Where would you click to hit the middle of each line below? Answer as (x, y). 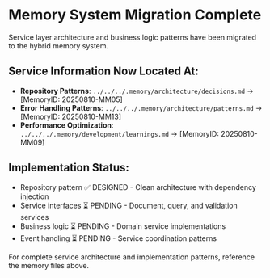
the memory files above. (49, 265)
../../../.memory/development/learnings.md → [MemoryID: (120, 133)
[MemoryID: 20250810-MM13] (71, 116)
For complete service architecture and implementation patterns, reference (132, 257)
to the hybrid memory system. (59, 45)
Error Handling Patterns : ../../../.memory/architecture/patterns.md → (141, 107)
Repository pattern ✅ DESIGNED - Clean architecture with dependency (138, 187)
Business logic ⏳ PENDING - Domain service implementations (123, 226)
